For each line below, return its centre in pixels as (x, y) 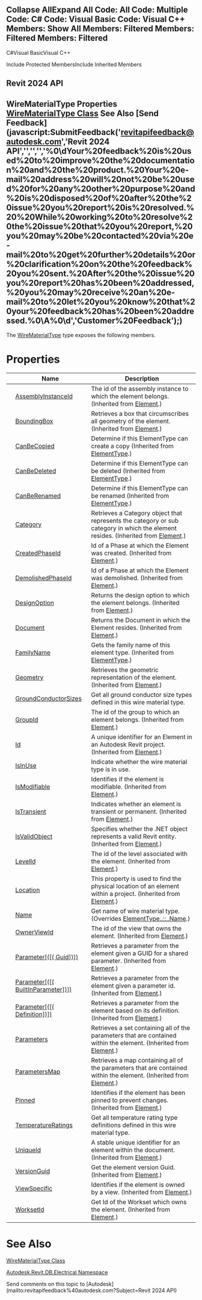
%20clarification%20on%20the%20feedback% (99, 264)
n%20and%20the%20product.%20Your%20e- (98, 170)
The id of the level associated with (139, 854)
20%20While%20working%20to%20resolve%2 (99, 217)
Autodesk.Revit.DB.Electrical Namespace (57, 1272)
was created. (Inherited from (131, 553)
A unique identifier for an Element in (142, 737)
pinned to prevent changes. (130, 1100)
